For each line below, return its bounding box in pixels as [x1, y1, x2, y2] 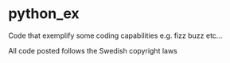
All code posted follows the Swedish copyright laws [8, 46, 177, 55]
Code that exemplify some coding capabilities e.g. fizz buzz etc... [8, 31, 223, 40]
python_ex [8, 5, 80, 23]
